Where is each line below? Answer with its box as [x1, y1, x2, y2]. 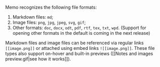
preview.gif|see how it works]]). [5, 56, 71, 62]
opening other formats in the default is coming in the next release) [12, 30, 150, 36]
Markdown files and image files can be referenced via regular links [5, 40, 144, 46]
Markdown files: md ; [12, 14, 54, 20]
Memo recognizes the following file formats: [5, 5, 97, 10]
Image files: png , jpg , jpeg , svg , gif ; [12, 20, 86, 25]
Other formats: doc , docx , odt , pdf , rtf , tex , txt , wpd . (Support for [12, 25, 146, 31]
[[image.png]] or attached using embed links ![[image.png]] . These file [5, 45, 155, 51]
